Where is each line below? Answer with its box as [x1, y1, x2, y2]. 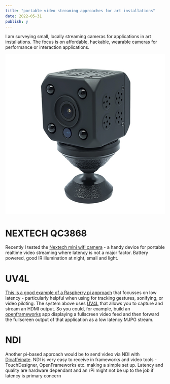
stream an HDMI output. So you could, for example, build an [5, 306, 130, 312]
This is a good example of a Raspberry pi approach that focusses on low [5, 290, 157, 296]
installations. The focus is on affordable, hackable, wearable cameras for [5, 39, 157, 45]
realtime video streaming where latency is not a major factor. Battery [5, 249, 149, 256]
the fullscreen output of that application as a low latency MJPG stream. [5, 316, 154, 323]
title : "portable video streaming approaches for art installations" [5, 8, 156, 13]
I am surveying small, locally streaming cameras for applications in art [5, 34, 151, 40]
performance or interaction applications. [5, 44, 90, 50]
